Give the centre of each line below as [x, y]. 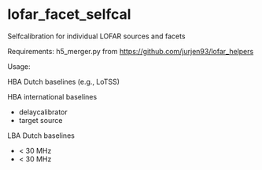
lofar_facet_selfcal [69, 14]
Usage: [19, 66]
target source [41, 120]
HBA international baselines [52, 96]
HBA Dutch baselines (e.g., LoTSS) [63, 81]
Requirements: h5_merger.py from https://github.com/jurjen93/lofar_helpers [131, 51]
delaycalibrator [43, 112]
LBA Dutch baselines [41, 136]
